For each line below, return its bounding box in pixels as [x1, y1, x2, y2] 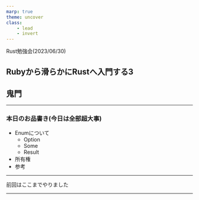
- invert [17, 31, 38, 37]
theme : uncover [6, 14, 44, 20]
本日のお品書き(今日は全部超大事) [6, 115, 102, 123]
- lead [17, 25, 33, 31]
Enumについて [14, 129, 50, 136]
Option [23, 136, 40, 143]
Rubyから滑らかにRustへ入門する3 [6, 66, 134, 77]
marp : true [6, 8, 33, 15]
